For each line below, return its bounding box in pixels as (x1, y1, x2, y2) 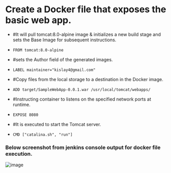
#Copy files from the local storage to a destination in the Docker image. (12, 76, 164, 82)
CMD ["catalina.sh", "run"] (12, 132, 73, 137)
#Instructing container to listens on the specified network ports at (12, 96, 152, 102)
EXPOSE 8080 (12, 112, 38, 117)
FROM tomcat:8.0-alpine (12, 47, 64, 53)
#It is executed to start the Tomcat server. (12, 121, 101, 127)
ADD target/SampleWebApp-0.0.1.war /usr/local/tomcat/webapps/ (12, 87, 151, 92)
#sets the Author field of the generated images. (12, 56, 113, 62)
